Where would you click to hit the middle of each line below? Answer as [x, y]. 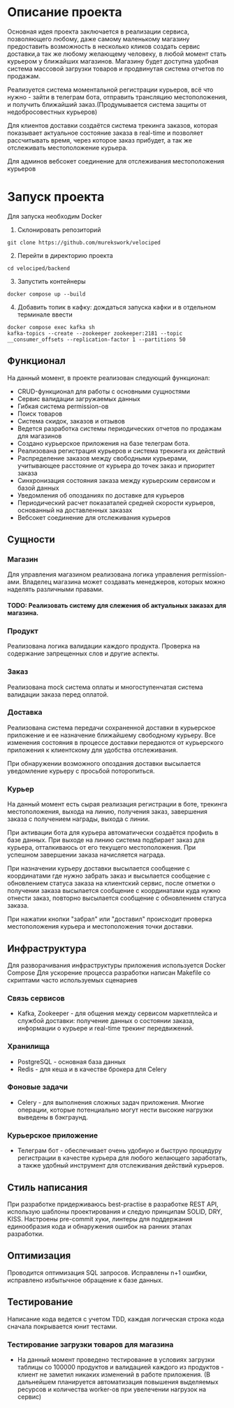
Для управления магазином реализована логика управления [99, 574]
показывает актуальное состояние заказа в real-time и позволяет [105, 133]
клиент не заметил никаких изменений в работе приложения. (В [114, 1374]
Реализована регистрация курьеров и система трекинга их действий [121, 451]
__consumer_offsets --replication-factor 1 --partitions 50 [97, 340]
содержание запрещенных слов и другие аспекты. [83, 653]
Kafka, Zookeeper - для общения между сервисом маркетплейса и [117, 1013]
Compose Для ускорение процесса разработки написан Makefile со [109, 973]
